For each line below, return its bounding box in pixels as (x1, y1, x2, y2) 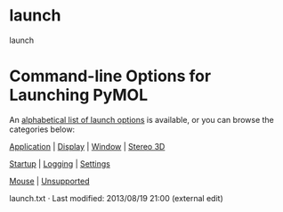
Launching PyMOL (9, 86, 149, 105)
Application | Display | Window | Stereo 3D (9, 141, 166, 151)
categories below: (9, 124, 76, 135)
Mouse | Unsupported (9, 175, 90, 186)
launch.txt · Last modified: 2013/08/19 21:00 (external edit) (9, 192, 224, 203)
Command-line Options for (9, 66, 212, 86)
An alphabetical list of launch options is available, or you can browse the (9, 114, 274, 125)
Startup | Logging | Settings (9, 158, 111, 169)
